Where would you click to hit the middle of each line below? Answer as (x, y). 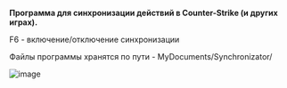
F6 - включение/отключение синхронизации (94, 40)
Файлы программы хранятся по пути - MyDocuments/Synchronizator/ (141, 56)
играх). (24, 22)
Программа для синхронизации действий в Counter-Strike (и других (143, 13)
